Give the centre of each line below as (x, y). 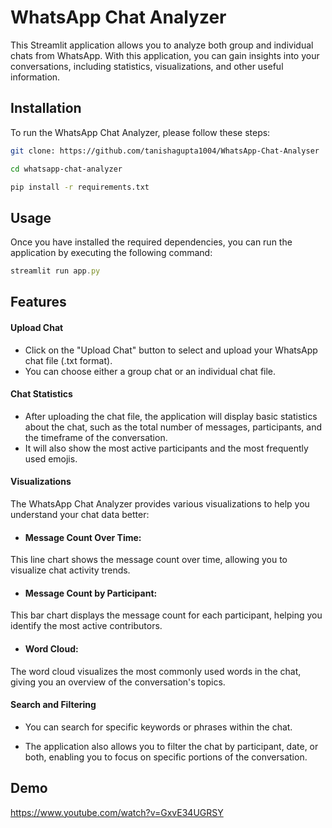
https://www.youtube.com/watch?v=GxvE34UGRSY (117, 812)
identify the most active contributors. (86, 626)
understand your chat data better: (80, 515)
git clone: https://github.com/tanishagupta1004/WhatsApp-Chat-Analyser (165, 151)
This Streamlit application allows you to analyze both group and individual (162, 45)
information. (35, 77)
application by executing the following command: (111, 253)
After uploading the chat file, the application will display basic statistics (171, 416)
